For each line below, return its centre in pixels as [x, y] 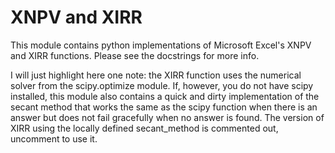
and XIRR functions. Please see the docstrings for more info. [135, 55]
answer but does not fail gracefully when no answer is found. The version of [167, 117]
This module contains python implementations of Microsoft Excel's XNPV [161, 45]
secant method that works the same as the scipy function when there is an [164, 107]
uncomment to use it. [54, 138]
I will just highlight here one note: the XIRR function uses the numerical [156, 75]
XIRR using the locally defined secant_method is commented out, [144, 128]
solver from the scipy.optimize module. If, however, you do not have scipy [162, 85]
